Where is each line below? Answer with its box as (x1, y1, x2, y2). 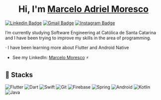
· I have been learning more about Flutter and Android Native (5, 44, 129, 50)
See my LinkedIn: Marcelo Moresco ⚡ (12, 54, 89, 60)
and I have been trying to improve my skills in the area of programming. (5, 35, 152, 41)
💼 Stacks (5, 71, 33, 79)
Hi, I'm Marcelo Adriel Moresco (18, 3, 149, 15)
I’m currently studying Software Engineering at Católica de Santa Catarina (5, 29, 157, 35)
